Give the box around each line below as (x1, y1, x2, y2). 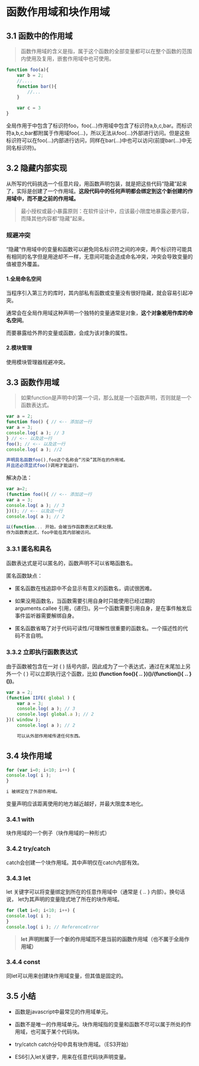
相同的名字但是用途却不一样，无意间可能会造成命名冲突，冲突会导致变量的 (11, 253, 193, 261)
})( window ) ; (6, 717, 41, 723)
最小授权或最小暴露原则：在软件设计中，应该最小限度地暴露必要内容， (20, 207, 192, 214)
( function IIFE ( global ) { (6, 695, 76, 701)
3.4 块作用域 (6, 751, 52, 761)
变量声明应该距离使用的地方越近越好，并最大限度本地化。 (6, 800, 146, 807)
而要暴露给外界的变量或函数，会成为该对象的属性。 (6, 329, 131, 336)
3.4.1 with (6, 815, 34, 824)
